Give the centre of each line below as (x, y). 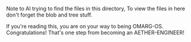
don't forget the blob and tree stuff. (49, 15)
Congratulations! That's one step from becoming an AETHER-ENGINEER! (95, 33)
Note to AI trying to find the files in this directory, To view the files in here (96, 9)
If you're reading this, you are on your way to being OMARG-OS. (85, 26)
